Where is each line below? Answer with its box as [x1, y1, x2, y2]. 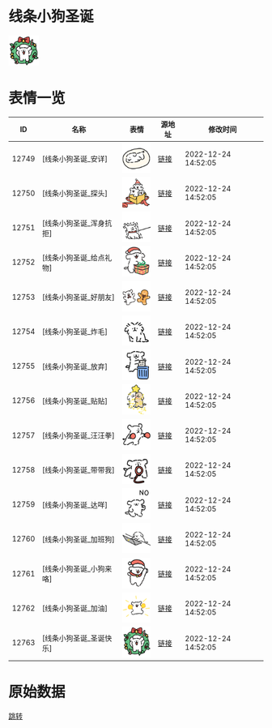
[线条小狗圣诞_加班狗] [41, 534, 115, 544]
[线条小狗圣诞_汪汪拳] [41, 430, 115, 440]
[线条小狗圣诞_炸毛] [41, 327, 108, 336]
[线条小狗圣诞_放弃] [41, 362, 108, 371]
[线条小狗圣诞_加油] [41, 603, 108, 613]
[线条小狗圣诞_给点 [41, 252, 105, 262]
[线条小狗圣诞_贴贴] [41, 396, 108, 405]
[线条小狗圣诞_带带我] [41, 465, 115, 475]
